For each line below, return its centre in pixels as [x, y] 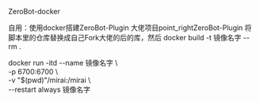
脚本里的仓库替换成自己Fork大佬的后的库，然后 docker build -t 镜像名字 [125, 38]
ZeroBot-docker [34, 11]
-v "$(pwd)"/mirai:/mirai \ [50, 80]
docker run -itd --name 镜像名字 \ [63, 63]
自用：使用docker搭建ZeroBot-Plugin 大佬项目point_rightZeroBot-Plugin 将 [130, 28]
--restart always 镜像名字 [50, 89]
